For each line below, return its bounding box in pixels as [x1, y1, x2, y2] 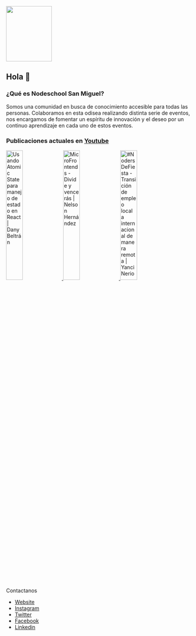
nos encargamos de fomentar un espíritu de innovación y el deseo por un [6, 115, 184, 123]
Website [14, 598, 35, 605]
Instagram [14, 605, 39, 612]
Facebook [14, 617, 39, 624]
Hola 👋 [6, 72, 31, 82]
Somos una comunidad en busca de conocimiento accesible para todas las [6, 103, 188, 110]
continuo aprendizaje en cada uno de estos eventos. [6, 122, 134, 129]
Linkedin [14, 623, 36, 631]
